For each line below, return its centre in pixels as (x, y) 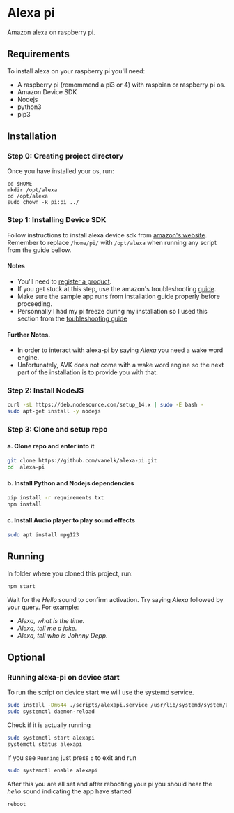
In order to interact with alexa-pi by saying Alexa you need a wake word (120, 350)
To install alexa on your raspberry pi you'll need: (76, 71)
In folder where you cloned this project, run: (70, 573)
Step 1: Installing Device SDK (57, 220)
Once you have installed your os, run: (61, 171)
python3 (29, 107)
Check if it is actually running (49, 725)
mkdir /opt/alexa (32, 190)
